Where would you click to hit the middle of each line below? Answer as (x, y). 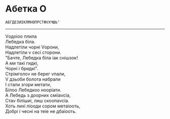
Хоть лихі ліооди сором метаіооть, (43, 106)
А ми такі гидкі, (22, 63)
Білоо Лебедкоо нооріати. (33, 90)
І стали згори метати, (28, 84)
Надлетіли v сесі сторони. (33, 52)
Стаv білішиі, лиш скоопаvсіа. (37, 100)
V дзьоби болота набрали (33, 79)
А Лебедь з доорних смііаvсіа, (38, 95)
